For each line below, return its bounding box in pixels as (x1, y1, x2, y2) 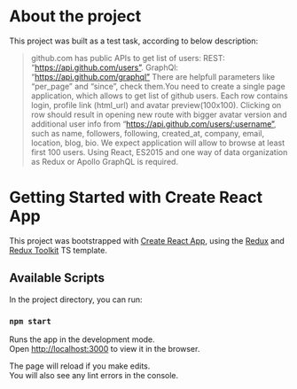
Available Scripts (9, 270, 105, 285)
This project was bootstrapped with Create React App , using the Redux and (9, 235, 285, 245)
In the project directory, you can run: (9, 294, 143, 305)
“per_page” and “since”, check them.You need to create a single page (30, 81, 285, 91)
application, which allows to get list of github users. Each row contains (30, 90, 288, 101)
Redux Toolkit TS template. (9, 245, 108, 255)
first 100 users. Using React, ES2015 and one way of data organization (30, 146, 288, 157)
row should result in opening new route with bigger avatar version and (30, 109, 287, 120)
